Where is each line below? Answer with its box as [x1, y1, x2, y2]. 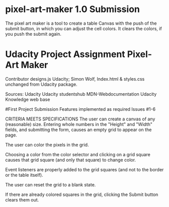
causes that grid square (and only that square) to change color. [5, 157, 136, 163]
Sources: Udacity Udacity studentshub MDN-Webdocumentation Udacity [5, 91, 157, 97]
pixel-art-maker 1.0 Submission [5, 4, 140, 15]
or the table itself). [5, 172, 44, 178]
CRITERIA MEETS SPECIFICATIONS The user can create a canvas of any [5, 116, 155, 122]
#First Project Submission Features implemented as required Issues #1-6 [5, 106, 156, 112]
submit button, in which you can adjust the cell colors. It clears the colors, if [5, 25, 162, 31]
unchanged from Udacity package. [5, 81, 77, 87]
